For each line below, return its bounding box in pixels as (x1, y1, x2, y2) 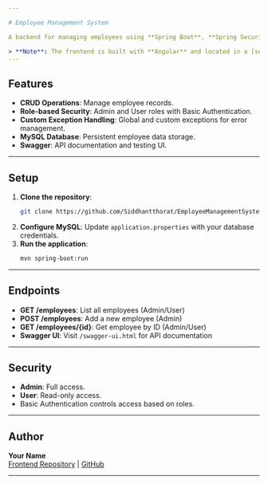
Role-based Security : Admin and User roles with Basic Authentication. (19, 107, 253, 116)
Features (8, 77, 53, 90)
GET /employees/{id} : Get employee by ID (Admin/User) (19, 322, 207, 332)
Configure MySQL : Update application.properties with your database (19, 222, 254, 231)
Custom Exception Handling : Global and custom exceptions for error (19, 115, 248, 124)
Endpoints (8, 284, 61, 297)
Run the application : (19, 238, 89, 248)
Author (8, 430, 44, 443)
